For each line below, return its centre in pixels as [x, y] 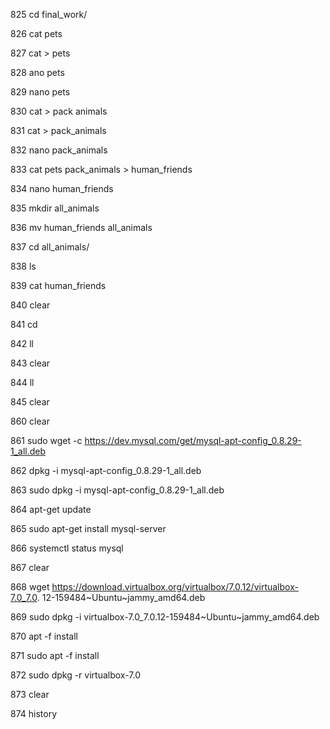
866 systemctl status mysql [67, 548]
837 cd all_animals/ [50, 247]
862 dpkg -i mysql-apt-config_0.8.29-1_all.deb [106, 470]
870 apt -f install [44, 636]
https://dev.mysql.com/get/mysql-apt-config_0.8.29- [193, 440]
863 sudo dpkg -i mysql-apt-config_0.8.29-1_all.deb [117, 490]
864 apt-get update [51, 509]
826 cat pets [36, 33]
